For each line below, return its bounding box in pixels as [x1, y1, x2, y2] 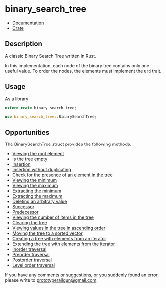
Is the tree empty [12, 156, 48, 162]
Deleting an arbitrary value [12, 198, 67, 205]
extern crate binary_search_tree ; [5, 105, 77, 110]
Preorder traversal [12, 252, 50, 258]
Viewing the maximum [12, 183, 58, 189]
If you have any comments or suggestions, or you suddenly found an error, [5, 272, 159, 278]
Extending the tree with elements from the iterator [12, 241, 115, 247]
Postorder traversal [12, 257, 52, 263]
